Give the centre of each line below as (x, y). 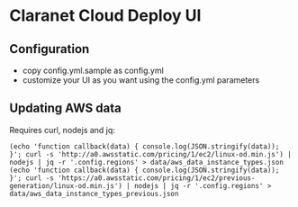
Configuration (50, 49)
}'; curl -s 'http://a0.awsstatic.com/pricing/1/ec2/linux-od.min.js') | (151, 154)
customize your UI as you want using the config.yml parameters (141, 80)
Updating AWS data (65, 108)
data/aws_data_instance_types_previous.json (94, 193)
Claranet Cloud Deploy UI (105, 16)
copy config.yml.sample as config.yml (93, 70)
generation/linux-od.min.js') (66, 185)
